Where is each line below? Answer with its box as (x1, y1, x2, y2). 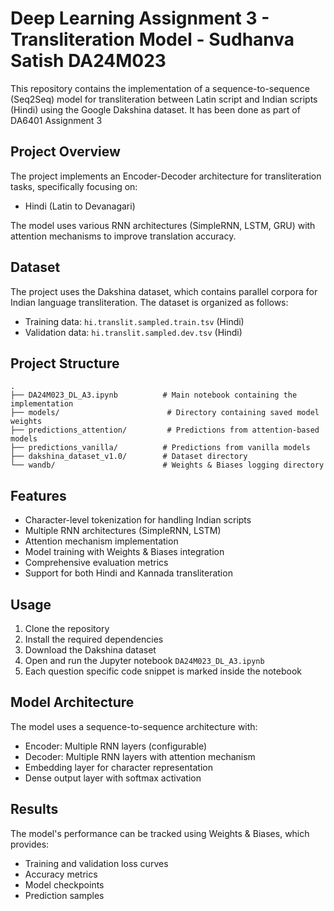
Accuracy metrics (24, 868, 98, 880)
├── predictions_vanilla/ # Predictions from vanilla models (10, 443, 311, 453)
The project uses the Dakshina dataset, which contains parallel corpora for (10, 285, 318, 297)
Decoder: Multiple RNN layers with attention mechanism (24, 750, 256, 762)
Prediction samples (24, 889, 105, 901)
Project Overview (10, 143, 121, 161)
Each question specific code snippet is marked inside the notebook (24, 665, 302, 677)
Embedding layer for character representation (24, 761, 213, 773)
